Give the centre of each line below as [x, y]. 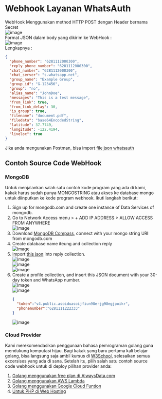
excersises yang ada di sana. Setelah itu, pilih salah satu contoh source [76, 361]
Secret [12, 27]
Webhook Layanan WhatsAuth [68, 9]
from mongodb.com [32, 239]
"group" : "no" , [25, 89]
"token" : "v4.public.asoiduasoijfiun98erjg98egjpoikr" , [73, 304]
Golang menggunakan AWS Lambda [48, 381]
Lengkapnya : [19, 48]
